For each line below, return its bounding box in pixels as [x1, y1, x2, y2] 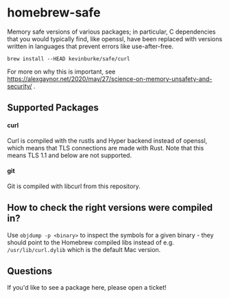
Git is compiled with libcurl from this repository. [7, 182, 141, 190]
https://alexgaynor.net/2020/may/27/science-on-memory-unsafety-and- [7, 74, 213, 83]
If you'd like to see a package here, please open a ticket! [7, 284, 167, 292]
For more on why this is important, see [7, 67, 116, 76]
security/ [7, 82, 32, 90]
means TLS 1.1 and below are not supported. [7, 151, 132, 159]
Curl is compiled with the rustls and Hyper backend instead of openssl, [7, 136, 208, 145]
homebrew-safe [7, 5, 101, 21]
